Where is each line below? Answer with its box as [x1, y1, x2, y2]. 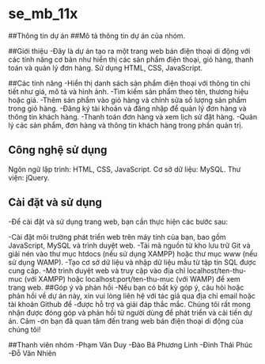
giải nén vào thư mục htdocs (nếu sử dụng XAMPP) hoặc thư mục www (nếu [8, 248, 258, 258]
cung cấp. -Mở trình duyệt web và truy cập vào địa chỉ [8, 266, 186, 275]
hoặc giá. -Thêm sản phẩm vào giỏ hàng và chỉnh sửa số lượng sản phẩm [8, 95, 247, 104]
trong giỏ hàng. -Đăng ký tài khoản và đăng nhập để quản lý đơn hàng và [8, 104, 247, 113]
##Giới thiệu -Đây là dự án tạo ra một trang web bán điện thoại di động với [8, 46, 251, 55]
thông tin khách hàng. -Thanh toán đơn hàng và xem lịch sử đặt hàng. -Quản [8, 112, 258, 121]
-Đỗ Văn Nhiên [8, 348, 57, 358]
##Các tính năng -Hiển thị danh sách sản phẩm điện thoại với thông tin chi [8, 78, 251, 88]
